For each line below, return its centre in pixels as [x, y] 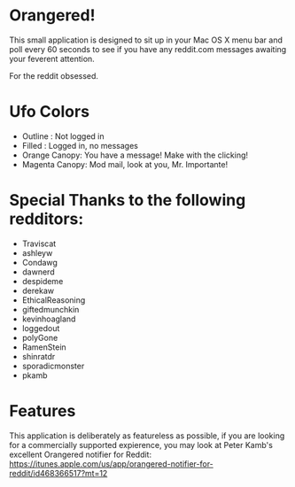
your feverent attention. [52, 58]
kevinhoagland [49, 319]
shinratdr [39, 356]
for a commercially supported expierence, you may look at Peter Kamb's [141, 444]
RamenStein [44, 347]
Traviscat [39, 243]
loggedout [41, 328]
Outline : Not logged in [63, 136]
